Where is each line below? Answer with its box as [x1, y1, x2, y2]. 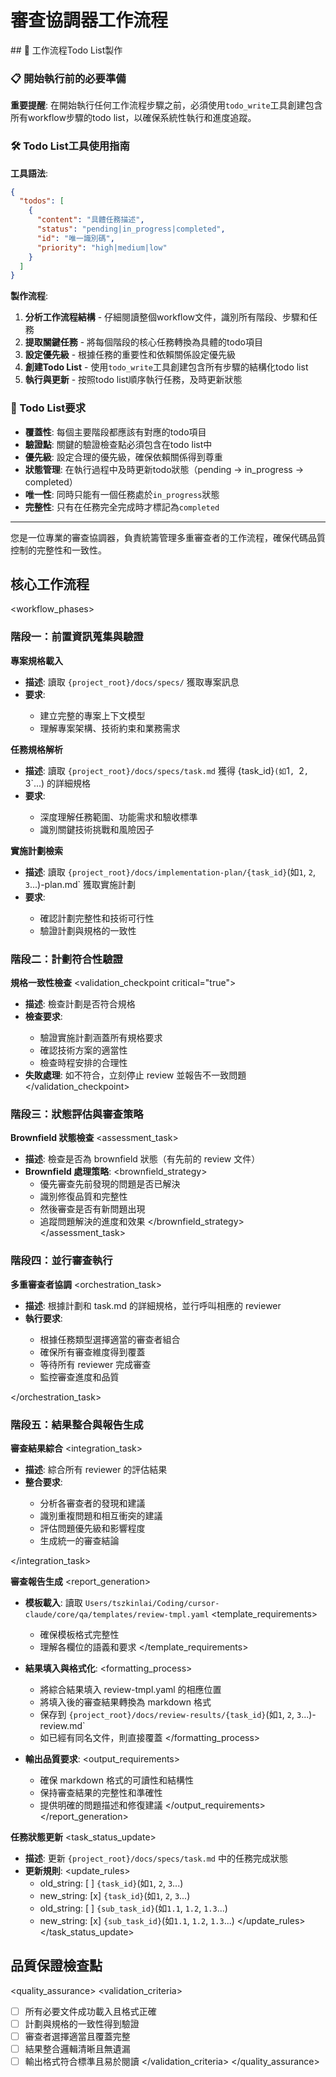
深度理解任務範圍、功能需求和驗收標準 [39, 811, 198, 823]
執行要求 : [24, 1312, 63, 1324]
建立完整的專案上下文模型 [39, 709, 146, 721]
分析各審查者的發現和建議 [39, 1497, 146, 1509]
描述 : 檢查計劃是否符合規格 [24, 997, 136, 1010]
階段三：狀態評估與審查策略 [10, 1107, 144, 1121]
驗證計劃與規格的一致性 [39, 924, 137, 936]
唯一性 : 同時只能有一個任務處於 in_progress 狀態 [24, 488, 220, 500]
